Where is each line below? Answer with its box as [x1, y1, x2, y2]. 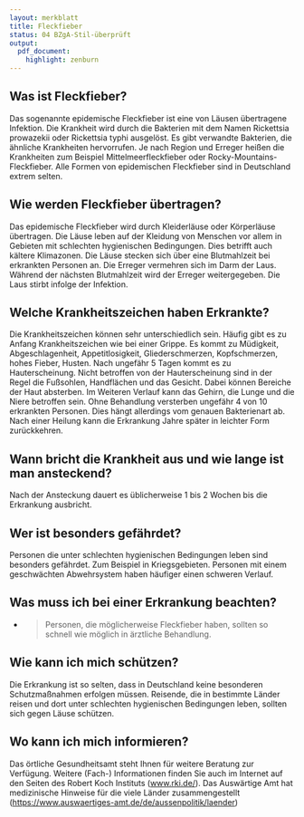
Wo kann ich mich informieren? [9, 735, 189, 750]
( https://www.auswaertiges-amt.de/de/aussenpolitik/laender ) [9, 796, 238, 807]
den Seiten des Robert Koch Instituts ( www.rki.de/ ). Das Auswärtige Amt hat [9, 777, 293, 788]
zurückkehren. [9, 425, 63, 436]
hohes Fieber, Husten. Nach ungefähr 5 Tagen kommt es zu [9, 358, 232, 369]
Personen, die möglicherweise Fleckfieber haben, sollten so [44, 619, 269, 630]
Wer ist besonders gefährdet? [9, 525, 182, 541]
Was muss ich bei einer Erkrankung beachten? [9, 595, 278, 610]
